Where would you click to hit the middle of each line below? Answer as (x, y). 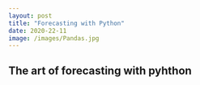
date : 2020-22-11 (38, 30)
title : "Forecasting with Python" (67, 23)
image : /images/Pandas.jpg (54, 38)
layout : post (30, 16)
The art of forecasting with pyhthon (100, 70)
